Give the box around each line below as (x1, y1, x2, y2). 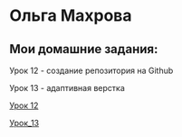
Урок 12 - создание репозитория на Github (9, 65, 174, 76)
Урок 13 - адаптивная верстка (9, 83, 125, 93)
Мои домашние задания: (9, 41, 158, 57)
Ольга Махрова (9, 5, 132, 26)
